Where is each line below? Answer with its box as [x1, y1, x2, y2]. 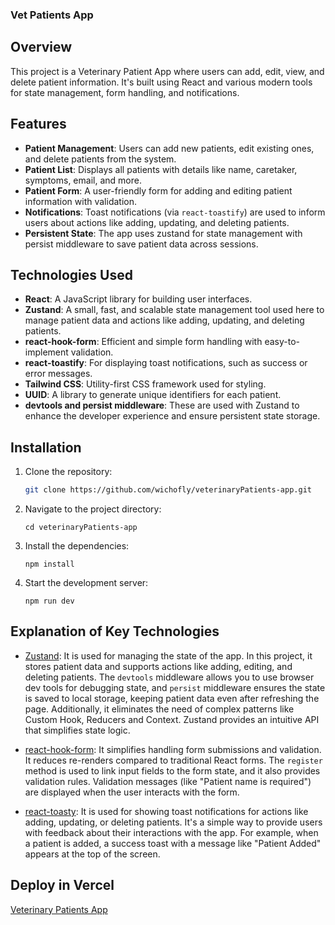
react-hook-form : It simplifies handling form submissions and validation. [24, 743, 322, 755]
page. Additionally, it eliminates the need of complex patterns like [24, 703, 295, 715]
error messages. [24, 368, 93, 380]
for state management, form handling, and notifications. [10, 86, 240, 98]
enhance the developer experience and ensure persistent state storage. [24, 410, 321, 422]
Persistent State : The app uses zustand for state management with [24, 227, 303, 239]
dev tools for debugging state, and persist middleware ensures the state [24, 681, 326, 693]
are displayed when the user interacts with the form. [24, 786, 240, 798]
